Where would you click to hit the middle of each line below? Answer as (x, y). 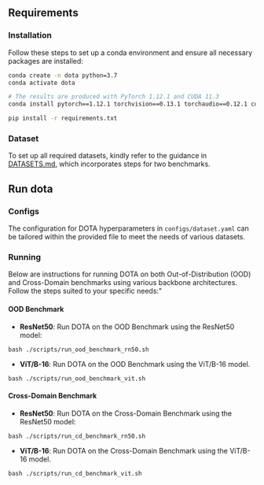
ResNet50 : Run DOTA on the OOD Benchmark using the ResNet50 (127, 327)
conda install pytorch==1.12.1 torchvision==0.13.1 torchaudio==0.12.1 (128, 104)
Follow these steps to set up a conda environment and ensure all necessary (130, 52)
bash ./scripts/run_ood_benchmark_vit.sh (77, 378)
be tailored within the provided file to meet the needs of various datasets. (127, 237)
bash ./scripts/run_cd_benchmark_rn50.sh (77, 436)
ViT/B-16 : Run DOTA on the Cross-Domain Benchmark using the (124, 450)
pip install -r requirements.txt (63, 118)
